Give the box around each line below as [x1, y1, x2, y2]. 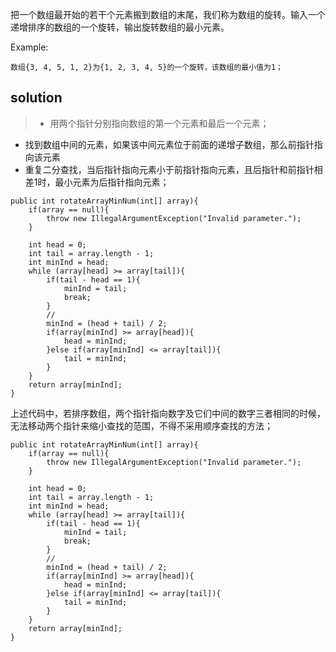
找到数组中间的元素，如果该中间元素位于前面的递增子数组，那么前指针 [24, 138, 315, 150]
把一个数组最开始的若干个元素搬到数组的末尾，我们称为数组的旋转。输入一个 [10, 9, 326, 20]
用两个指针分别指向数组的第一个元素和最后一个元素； [49, 117, 270, 129]
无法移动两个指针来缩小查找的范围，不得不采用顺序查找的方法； [10, 419, 273, 432]
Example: [10, 41, 49, 53]
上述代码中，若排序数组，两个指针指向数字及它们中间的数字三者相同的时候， [10, 407, 326, 419]
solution [10, 89, 63, 107]
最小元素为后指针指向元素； [54, 176, 170, 188]
